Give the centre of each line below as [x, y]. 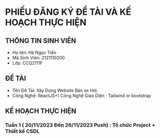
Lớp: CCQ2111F [27, 63]
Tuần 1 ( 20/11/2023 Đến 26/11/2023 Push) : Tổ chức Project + [80, 125]
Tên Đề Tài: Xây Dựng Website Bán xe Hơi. [55, 90]
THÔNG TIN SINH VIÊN [41, 41]
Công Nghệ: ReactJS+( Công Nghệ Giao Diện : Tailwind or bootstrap [81, 96]
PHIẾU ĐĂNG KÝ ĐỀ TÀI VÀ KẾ [68, 12]
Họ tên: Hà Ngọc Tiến [34, 52]
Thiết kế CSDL [22, 131]
